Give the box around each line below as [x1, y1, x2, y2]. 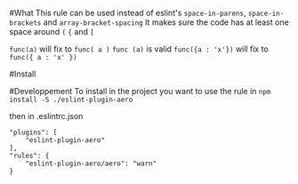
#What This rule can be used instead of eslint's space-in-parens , [9, 8, 246, 18]
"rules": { [9, 151, 50, 160]
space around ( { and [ [9, 27, 95, 36]
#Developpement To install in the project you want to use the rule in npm [9, 86, 271, 96]
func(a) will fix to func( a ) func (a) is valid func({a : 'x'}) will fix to [9, 44, 269, 54]
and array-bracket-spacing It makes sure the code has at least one [43, 17, 289, 28]
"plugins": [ [9, 128, 58, 137]
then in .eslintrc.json [9, 111, 84, 121]
